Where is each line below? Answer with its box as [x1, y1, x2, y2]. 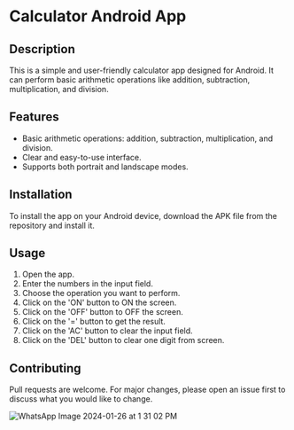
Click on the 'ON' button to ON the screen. [21, 297, 177, 308]
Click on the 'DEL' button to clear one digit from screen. [21, 335, 225, 346]
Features [9, 109, 59, 125]
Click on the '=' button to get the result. [21, 317, 166, 327]
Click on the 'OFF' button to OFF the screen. [21, 307, 183, 317]
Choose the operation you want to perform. [21, 288, 181, 299]
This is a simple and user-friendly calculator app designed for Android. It [9, 65, 275, 75]
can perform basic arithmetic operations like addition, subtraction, [9, 74, 251, 85]
